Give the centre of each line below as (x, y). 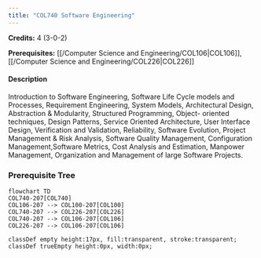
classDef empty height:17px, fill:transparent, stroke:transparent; (123, 240)
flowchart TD (29, 192)
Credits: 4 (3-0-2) (38, 38)
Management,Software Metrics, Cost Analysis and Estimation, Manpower (127, 147)
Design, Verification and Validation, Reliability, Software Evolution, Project (127, 129)
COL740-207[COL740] (40, 198)
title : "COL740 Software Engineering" (72, 15)
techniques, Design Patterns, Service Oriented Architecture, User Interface (129, 122)
